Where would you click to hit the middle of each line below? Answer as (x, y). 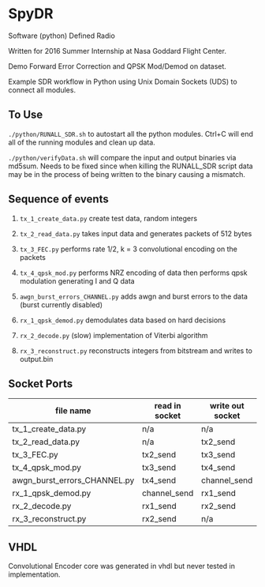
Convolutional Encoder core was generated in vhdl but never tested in (121, 566)
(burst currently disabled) (61, 304)
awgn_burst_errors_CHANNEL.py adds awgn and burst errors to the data (134, 296)
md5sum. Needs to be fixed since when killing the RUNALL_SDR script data (131, 166)
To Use (26, 115)
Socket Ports (41, 384)
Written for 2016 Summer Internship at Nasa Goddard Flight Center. (118, 51)
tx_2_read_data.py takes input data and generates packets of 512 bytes (136, 233)
